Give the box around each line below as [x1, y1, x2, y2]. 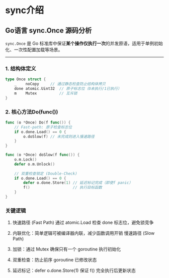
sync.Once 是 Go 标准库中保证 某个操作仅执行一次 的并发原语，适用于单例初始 [5, 41, 163, 46]
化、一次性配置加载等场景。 [5, 47, 63, 53]
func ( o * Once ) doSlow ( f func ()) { [5, 153, 80, 158]
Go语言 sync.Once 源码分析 [5, 26, 92, 35]
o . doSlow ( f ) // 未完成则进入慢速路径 [23, 134, 95, 139]
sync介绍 [5, 5, 44, 16]
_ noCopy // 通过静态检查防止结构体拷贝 [14, 81, 106, 87]
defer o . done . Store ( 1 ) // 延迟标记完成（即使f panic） [23, 180, 133, 186]
